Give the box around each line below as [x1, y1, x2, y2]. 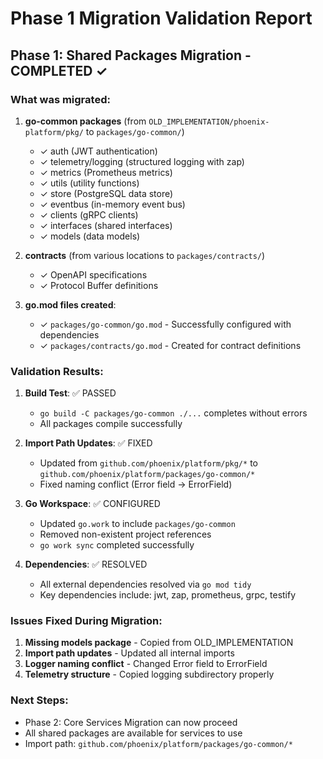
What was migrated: [10, 92, 111, 106]
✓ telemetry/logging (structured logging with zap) [39, 155, 245, 167]
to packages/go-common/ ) [85, 125, 185, 137]
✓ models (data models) [39, 230, 141, 242]
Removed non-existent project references [39, 528, 212, 541]
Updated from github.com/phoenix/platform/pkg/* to [39, 457, 258, 469]
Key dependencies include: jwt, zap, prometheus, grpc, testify [39, 589, 297, 601]
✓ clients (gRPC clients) [39, 208, 139, 221]
